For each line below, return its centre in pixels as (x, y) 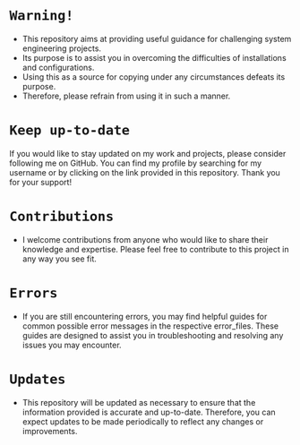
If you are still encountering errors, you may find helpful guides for (145, 316)
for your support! (41, 182)
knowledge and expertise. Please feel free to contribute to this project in (155, 249)
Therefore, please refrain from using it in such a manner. (126, 96)
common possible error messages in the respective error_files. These (150, 326)
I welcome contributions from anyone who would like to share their (145, 239)
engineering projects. (61, 48)
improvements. (50, 431)
